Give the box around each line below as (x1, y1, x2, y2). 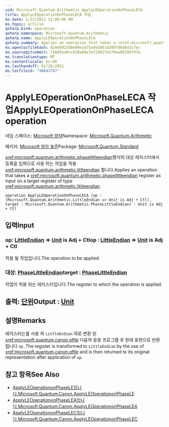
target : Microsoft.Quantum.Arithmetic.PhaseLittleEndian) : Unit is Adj (5, 201, 163, 207)
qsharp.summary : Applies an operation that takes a (5, 40, 116, 45)
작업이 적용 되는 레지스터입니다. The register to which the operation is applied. (5, 281, 162, 287)
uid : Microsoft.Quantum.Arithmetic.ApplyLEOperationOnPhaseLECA (5, 7, 143, 13)
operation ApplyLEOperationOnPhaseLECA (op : (5, 193, 102, 198)
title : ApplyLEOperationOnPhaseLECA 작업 (5, 12, 92, 17)
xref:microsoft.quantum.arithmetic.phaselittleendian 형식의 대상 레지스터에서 (5, 154, 160, 160)
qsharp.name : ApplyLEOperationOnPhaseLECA (5, 36, 96, 41)
